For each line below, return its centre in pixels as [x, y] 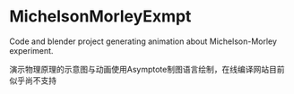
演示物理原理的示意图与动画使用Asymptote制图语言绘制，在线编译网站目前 [147, 69]
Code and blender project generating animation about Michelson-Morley [143, 41]
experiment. [31, 50]
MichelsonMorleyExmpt [100, 17]
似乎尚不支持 [33, 80]
